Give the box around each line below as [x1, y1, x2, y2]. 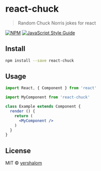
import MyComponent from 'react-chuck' [5, 95, 90, 100]
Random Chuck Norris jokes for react [17, 20, 96, 26]
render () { [10, 109, 36, 114]
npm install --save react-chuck [5, 58, 74, 63]
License [5, 146, 31, 155]
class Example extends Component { [5, 104, 81, 109]
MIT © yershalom [5, 160, 42, 166]
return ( [14, 113, 33, 119]
